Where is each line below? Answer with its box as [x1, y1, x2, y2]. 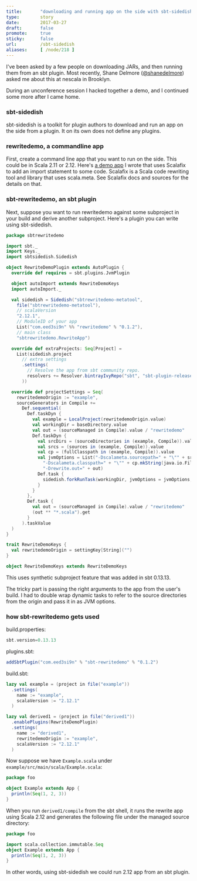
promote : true [6, 31, 51, 36]
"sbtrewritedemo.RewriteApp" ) [16, 335, 91, 341]
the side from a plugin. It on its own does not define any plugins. [6, 128, 161, 135]
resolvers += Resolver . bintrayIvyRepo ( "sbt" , [27, 373, 141, 379]
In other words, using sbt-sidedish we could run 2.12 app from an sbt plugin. [6, 869, 190, 876]
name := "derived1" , [16, 730, 67, 736]
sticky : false [6, 36, 54, 42]
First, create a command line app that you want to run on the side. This [6, 155, 177, 162]
